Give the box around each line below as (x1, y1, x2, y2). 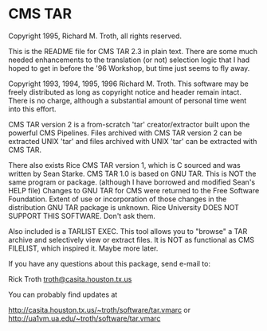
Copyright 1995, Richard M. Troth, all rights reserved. (8, 31, 182, 41)
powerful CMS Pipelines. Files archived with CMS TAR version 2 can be (8, 128, 242, 138)
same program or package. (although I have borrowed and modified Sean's (8, 177, 256, 187)
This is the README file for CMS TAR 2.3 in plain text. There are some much (8, 46, 257, 56)
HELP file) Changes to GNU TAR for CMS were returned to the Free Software (8, 185, 260, 195)
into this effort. (8, 104, 57, 114)
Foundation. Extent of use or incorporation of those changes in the (8, 194, 227, 204)
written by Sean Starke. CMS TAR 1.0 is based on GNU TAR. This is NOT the (8, 169, 257, 178)
